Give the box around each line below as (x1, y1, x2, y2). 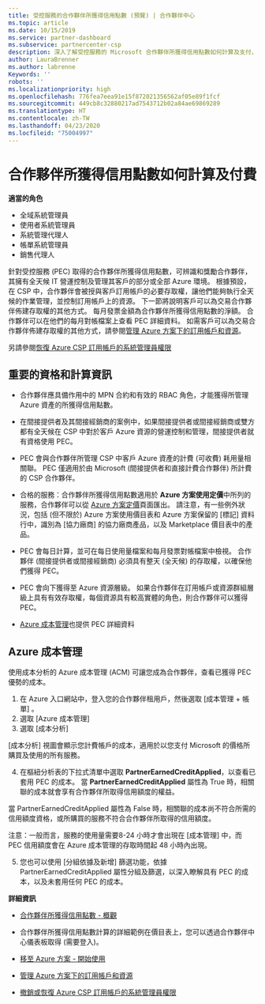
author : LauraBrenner (8, 56, 80, 64)
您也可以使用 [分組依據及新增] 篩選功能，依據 (19, 857, 167, 866)
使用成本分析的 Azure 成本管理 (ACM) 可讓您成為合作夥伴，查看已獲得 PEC (8, 667, 252, 677)
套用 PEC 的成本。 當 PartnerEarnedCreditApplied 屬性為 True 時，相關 (19, 777, 255, 787)
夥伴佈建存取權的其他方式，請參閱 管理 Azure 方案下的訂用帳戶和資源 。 (14, 326, 246, 335)
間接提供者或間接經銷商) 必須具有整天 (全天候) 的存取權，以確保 (38, 557, 245, 566)
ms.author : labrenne (8, 63, 77, 71)
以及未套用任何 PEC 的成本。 (33, 877, 128, 886)
